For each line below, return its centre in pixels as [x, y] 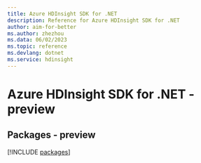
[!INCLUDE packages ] [39, 152]
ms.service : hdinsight [40, 60]
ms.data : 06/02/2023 [37, 40]
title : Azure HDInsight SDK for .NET [62, 14]
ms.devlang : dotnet [36, 53]
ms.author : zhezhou [36, 33]
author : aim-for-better [42, 27]
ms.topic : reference [37, 46]
